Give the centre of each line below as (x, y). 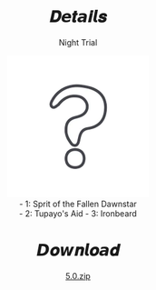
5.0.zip (78, 275)
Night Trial (78, 42)
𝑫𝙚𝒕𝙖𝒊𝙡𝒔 (78, 17)
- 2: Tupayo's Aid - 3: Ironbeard (78, 213)
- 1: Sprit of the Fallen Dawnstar (78, 204)
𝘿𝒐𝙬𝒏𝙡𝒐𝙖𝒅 (78, 250)
